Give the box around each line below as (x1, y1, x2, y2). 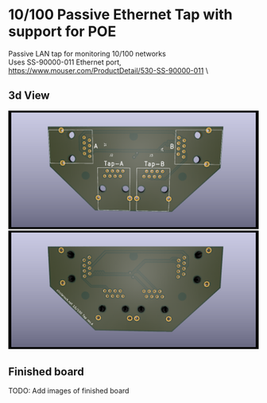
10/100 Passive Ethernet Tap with (8, 6, 233, 24)
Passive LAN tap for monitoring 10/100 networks (8, 49, 167, 58)
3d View (8, 89, 50, 103)
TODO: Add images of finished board (8, 386, 130, 395)
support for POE (8, 22, 117, 41)
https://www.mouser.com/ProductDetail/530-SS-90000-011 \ (8, 65, 209, 75)
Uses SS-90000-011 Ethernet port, (8, 57, 122, 67)
